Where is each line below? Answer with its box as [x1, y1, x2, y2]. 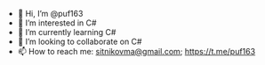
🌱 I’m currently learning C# [17, 27, 116, 37]
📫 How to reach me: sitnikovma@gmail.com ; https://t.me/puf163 [17, 47, 256, 56]
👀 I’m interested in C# [17, 18, 97, 28]
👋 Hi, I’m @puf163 [17, 9, 84, 18]
